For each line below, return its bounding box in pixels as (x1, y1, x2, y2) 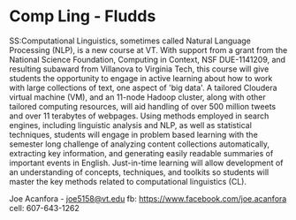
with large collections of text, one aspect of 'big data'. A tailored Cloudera (9, 82, 277, 93)
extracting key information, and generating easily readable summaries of (9, 148, 274, 158)
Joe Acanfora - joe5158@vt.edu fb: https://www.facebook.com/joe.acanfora (9, 193, 287, 204)
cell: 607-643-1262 (9, 202, 80, 213)
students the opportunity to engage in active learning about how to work (9, 72, 273, 83)
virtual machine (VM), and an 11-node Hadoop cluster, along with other (9, 91, 267, 102)
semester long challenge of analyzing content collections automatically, (9, 139, 270, 149)
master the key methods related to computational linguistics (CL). (9, 176, 247, 186)
